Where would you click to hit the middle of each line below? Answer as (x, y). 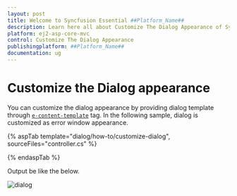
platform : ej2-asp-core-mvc (49, 33)
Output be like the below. (43, 171)
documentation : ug (34, 54)
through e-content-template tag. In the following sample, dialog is (103, 115)
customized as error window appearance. (68, 122)
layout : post (26, 14)
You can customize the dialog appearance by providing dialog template (111, 107)
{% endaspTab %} (34, 157)
